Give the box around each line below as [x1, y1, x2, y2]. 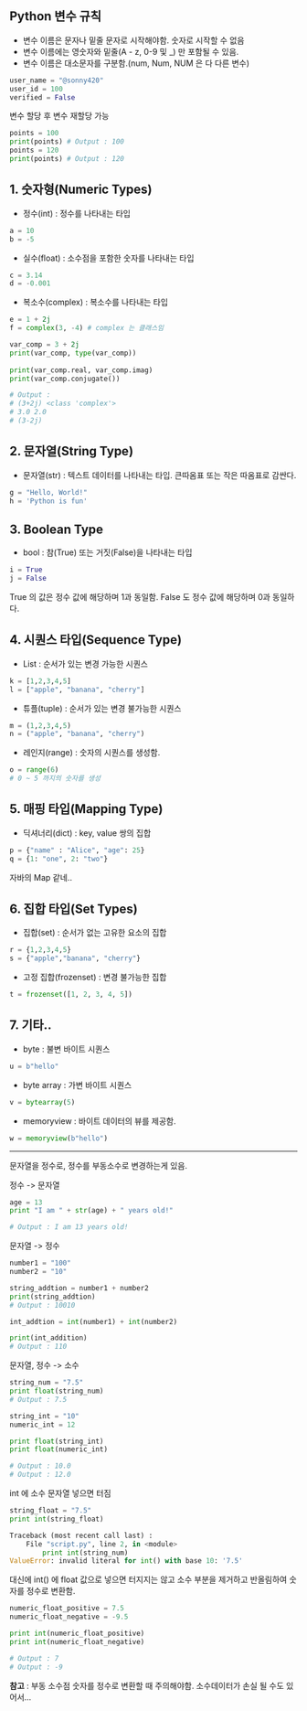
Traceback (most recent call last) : [9, 1531, 153, 1540]
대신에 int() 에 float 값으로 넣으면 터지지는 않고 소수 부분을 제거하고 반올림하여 [9, 1574, 288, 1585]
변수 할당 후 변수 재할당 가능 [9, 111, 110, 122]
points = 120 [9, 145, 59, 155]
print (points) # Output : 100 [9, 137, 125, 146]
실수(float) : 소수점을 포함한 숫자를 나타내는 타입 [22, 252, 195, 263]
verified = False [9, 92, 76, 102]
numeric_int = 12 [9, 1420, 76, 1429]
